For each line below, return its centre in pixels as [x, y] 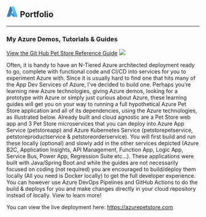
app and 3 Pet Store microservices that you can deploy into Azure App [95, 124]
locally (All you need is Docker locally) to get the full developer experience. [101, 176]
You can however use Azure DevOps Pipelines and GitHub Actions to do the [102, 182]
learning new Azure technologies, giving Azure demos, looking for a [92, 91]
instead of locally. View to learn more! [54, 196]
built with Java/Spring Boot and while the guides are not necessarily [93, 163]
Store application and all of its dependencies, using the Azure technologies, [102, 111]
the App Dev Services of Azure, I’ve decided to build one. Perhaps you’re [99, 85]
